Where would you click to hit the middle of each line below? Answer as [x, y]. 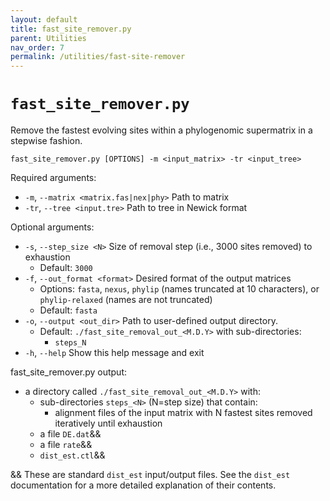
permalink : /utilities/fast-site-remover [98, 57]
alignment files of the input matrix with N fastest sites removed [183, 413]
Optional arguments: [52, 227]
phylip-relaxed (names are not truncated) [126, 300]
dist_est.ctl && [72, 455]
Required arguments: [53, 178]
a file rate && [66, 445]
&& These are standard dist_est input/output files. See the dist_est [150, 475]
